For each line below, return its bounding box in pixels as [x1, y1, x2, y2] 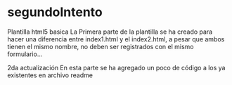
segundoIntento [7, 4, 103, 20]
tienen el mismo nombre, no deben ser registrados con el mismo [7, 42, 194, 51]
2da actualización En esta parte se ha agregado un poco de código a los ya [7, 63, 226, 72]
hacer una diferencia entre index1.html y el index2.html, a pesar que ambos [7, 34, 225, 43]
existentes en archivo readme [7, 71, 94, 79]
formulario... [7, 50, 43, 58]
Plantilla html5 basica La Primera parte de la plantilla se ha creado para [7, 27, 213, 36]
